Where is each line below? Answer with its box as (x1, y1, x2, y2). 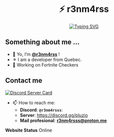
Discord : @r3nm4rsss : (19, 106, 63, 112)
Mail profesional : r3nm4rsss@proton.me (19, 117, 107, 123)
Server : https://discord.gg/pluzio (19, 112, 88, 118)
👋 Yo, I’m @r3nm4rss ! (12, 51, 60, 57)
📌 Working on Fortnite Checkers (12, 61, 78, 67)
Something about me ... (5, 38, 80, 46)
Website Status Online (5, 127, 52, 133)
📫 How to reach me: (12, 99, 55, 105)
